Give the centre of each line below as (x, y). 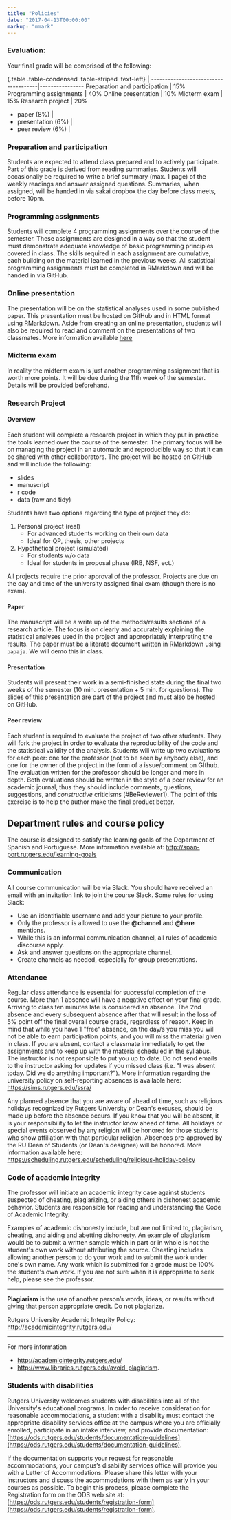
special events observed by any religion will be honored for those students (113, 1130)
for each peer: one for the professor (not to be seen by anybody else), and (113, 758)
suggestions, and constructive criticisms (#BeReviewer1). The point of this (112, 794)
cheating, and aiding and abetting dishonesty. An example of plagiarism (109, 1235)
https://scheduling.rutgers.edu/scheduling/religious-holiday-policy (101, 1159)
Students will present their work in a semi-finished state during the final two (114, 682)
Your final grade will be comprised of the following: (79, 66)
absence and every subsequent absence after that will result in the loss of (112, 1014)
